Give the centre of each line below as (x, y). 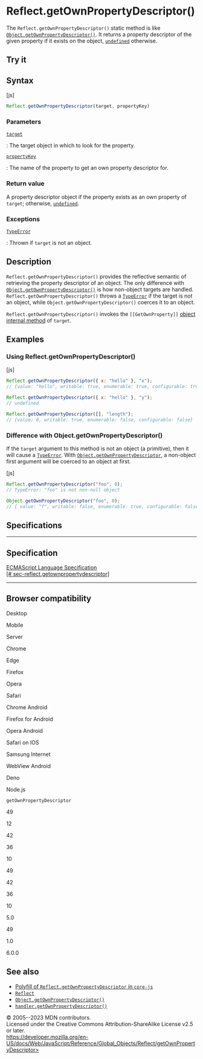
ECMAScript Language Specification (52, 567)
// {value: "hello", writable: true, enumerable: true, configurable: (97, 387)
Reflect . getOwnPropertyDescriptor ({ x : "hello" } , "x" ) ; (79, 381)
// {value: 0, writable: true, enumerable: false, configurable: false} (100, 419)
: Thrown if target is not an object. (49, 242)
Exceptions (23, 219)
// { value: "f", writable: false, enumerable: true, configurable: (94, 506)
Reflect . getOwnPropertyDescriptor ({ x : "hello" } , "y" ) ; (79, 398)
